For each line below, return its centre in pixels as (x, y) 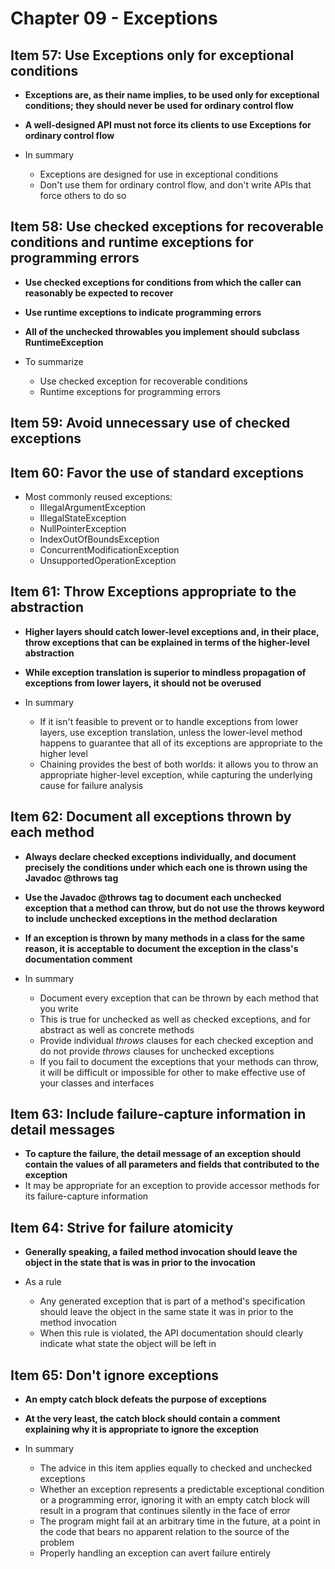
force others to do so (83, 195)
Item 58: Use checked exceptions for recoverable (167, 227)
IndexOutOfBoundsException (99, 539)
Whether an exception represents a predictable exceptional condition (182, 1489)
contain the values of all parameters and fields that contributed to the (172, 1164)
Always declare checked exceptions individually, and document (160, 856)
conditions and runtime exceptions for (132, 242)
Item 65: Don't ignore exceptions (114, 1375)
